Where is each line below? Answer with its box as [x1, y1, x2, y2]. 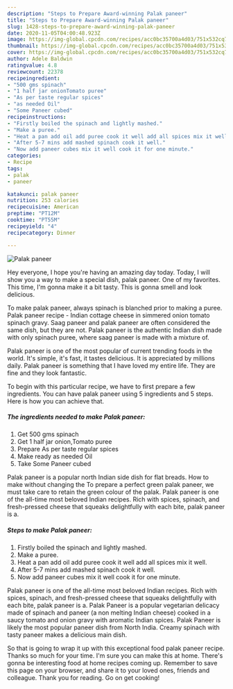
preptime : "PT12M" [7, 210, 60, 217]
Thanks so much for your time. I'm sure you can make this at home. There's [7, 651, 223, 660]
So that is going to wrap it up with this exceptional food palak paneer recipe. [7, 644, 225, 653]
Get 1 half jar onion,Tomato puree [17, 438, 112, 446]
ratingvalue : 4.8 [7, 62, 58, 69]
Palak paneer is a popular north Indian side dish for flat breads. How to [7, 473, 209, 481]
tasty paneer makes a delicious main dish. [7, 631, 128, 639]
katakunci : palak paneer [7, 190, 79, 198]
